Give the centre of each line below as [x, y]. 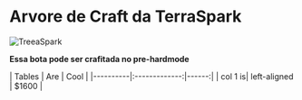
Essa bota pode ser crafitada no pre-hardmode [99, 59]
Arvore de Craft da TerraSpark [126, 17]
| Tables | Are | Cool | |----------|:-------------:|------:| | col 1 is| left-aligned [151, 76]
